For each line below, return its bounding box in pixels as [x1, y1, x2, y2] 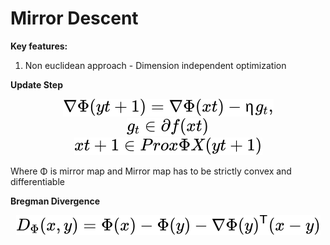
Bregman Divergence [10, 195, 100, 207]
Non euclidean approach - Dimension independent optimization [24, 59, 287, 71]
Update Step [10, 78, 63, 91]
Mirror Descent [10, 7, 139, 30]
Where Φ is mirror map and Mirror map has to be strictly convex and [10, 165, 292, 177]
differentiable [10, 175, 65, 187]
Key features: [10, 40, 68, 52]
